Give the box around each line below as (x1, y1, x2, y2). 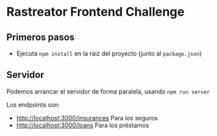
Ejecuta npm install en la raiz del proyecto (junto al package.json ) (16, 49, 202, 57)
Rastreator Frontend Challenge (6, 4, 185, 20)
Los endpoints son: (6, 100, 61, 109)
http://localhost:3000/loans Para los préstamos (16, 121, 149, 129)
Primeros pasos (6, 31, 75, 43)
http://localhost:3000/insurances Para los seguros (16, 113, 158, 122)
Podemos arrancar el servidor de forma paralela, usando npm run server (6, 87, 210, 96)
